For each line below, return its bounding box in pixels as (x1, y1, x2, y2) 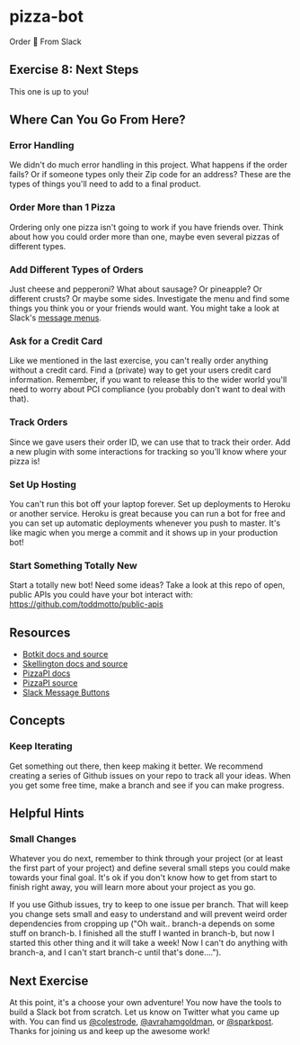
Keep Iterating (9, 740, 74, 752)
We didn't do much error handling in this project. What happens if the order (9, 159, 287, 170)
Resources (9, 625, 71, 640)
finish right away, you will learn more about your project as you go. (9, 882, 256, 893)
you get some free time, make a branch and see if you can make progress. (9, 779, 285, 790)
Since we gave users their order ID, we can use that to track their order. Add (9, 437, 291, 447)
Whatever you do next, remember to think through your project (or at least (9, 853, 284, 864)
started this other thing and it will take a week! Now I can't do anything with (9, 938, 288, 949)
